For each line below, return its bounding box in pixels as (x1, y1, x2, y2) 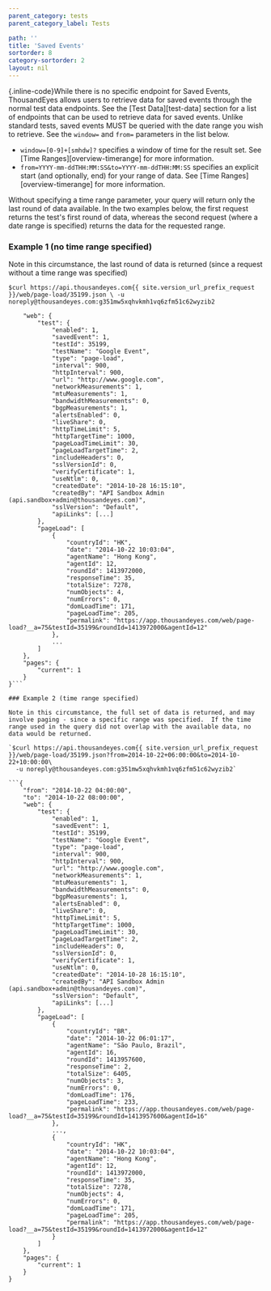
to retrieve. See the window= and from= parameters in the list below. (8, 129, 230, 138)
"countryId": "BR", (66, 1027, 132, 1036)
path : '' (8, 34, 38, 42)
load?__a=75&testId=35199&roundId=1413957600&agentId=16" (8, 1112, 208, 1121)
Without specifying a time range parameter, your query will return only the (8, 195, 256, 205)
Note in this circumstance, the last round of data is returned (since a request (8, 260, 263, 270)
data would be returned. (8, 730, 92, 738)
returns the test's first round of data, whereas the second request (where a (8, 212, 259, 222)
